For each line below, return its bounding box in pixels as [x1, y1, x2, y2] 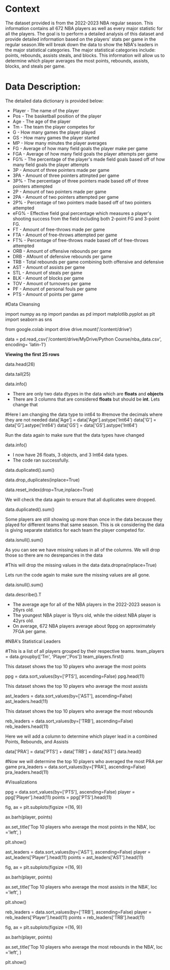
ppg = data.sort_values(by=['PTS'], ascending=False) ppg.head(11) [5, 673, 145, 679]
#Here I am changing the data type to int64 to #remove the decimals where [5, 411, 163, 417]
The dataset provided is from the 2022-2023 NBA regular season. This [5, 20, 153, 26]
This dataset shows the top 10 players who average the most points [5, 663, 146, 669]
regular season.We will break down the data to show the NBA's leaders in [5, 41, 158, 47]
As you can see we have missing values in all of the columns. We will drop [5, 547, 160, 553]
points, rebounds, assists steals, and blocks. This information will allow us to [5, 52, 165, 58]
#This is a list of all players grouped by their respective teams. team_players [5, 648, 164, 654]
